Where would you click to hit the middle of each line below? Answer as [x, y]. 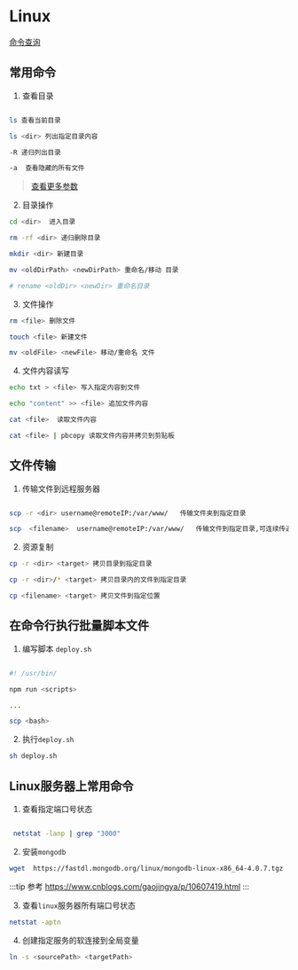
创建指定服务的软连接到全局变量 [80, 940]
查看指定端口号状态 [57, 809]
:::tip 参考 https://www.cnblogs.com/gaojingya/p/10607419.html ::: [129, 886]
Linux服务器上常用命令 [71, 786]
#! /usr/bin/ [33, 673]
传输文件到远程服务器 [61, 489]
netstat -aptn [35, 922]
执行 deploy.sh [48, 739]
